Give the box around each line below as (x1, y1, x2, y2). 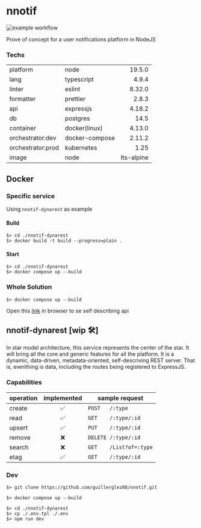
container (9, 124, 37, 133)
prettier (64, 95, 86, 103)
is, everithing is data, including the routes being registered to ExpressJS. (6, 363, 186, 371)
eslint (64, 85, 81, 94)
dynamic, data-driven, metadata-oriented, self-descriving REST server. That (6, 357, 196, 364)
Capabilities (6, 378, 42, 387)
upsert (9, 423, 28, 432)
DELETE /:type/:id (88, 434, 141, 441)
